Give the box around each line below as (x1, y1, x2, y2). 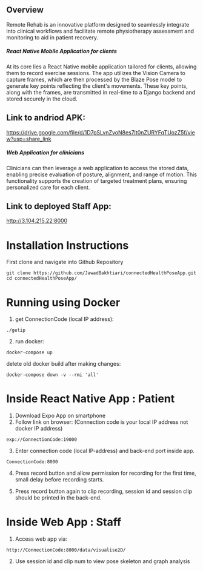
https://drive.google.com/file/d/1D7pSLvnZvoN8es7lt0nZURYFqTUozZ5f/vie (6, 128, 195, 136)
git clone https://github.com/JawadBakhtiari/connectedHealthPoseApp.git (6, 270, 197, 276)
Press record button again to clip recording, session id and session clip (15, 487, 193, 495)
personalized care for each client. (6, 183, 90, 191)
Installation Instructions (6, 239, 129, 252)
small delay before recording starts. (15, 476, 104, 483)
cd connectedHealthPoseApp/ (6, 276, 78, 282)
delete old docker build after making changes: (6, 360, 121, 368)
